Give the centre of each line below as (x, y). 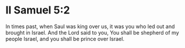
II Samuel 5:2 (38, 10)
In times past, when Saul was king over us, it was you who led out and (90, 26)
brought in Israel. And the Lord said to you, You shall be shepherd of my (92, 32)
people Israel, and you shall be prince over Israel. (65, 39)
